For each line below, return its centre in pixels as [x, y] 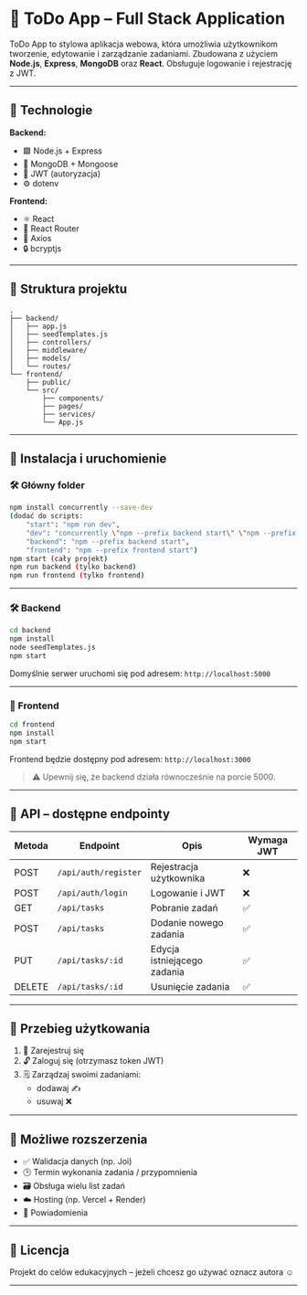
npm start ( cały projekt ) [58, 558]
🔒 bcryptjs [42, 248]
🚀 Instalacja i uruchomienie [88, 458]
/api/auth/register [100, 872]
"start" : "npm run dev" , [73, 525]
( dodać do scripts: [47, 516]
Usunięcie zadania [190, 986]
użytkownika [178, 878]
